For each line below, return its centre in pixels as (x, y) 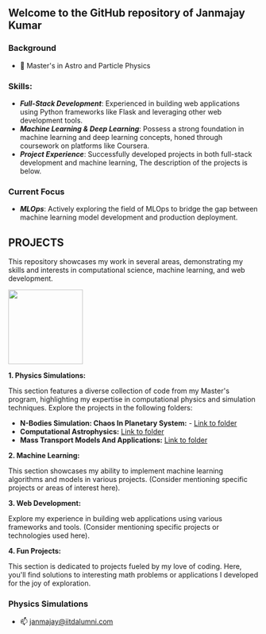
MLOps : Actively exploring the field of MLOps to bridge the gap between (139, 209)
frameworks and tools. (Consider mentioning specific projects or (114, 527)
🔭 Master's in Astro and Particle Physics (85, 65)
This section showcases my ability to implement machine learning (116, 471)
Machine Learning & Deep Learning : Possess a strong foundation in (132, 128)
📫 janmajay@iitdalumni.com (66, 622)
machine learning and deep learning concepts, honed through (121, 137)
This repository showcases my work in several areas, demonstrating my (126, 262)
